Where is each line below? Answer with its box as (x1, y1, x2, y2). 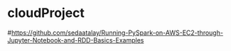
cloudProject (7, 5, 85, 21)
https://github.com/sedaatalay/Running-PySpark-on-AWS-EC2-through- (11, 28, 224, 37)
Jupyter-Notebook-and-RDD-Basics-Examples (7, 35, 144, 44)
